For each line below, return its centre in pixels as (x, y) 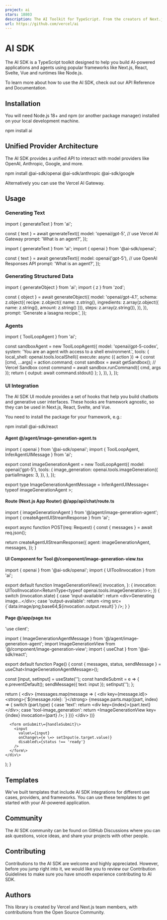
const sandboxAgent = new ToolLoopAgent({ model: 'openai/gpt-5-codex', (82, 346)
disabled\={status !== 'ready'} (52, 742)
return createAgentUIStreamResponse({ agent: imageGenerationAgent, (78, 542)
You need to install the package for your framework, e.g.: (63, 417)
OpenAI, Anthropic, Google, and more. (44, 163)
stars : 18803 (19, 14)
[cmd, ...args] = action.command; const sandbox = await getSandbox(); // (81, 362)
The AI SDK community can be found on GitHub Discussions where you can (83, 830)
